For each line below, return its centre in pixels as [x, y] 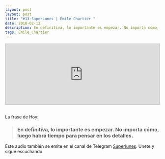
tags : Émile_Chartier [27, 32]
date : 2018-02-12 [23, 23]
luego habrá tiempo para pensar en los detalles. [75, 136]
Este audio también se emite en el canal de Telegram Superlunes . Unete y [80, 146]
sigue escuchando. [24, 152]
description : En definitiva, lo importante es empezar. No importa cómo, [82, 28]
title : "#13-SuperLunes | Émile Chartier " [50, 19]
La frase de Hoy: [22, 117]
